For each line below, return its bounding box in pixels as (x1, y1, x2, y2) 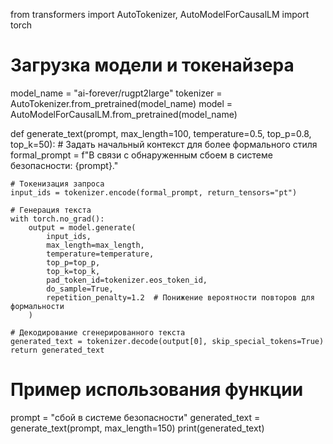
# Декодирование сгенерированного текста (10, 327, 186, 338)
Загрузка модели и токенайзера (10, 54, 295, 77)
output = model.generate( (28, 222, 137, 233)
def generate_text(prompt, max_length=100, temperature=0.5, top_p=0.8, (10, 127, 312, 139)
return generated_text (10, 345, 105, 355)
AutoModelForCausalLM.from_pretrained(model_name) (10, 108, 238, 120)
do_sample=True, (46, 284, 114, 294)
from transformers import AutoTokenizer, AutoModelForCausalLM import (10, 9, 310, 20)
